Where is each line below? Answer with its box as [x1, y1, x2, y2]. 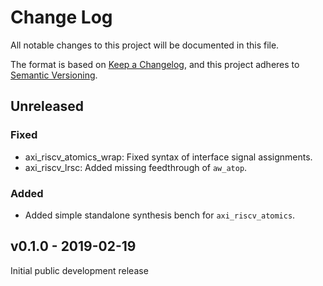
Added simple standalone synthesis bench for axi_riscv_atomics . [24, 209, 296, 221]
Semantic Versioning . [10, 69, 98, 81]
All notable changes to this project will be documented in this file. [10, 39, 280, 51]
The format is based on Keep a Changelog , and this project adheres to [10, 58, 300, 70]
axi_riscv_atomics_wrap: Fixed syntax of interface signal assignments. [24, 151, 313, 163]
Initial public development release [10, 264, 149, 276]
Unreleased [10, 98, 85, 115]
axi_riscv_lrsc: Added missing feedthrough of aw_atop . [24, 161, 248, 173]
